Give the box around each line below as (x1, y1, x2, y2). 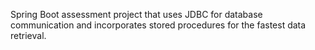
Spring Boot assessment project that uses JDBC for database (10, 9, 263, 20)
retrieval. (10, 30, 47, 41)
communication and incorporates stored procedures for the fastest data (10, 19, 307, 31)
